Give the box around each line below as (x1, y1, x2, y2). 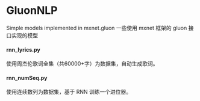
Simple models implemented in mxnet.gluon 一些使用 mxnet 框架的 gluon (6, 24, 187, 31)
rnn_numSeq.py (6, 74, 48, 81)
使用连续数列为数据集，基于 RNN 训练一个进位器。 (6, 88, 131, 96)
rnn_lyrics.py (6, 46, 41, 53)
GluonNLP (6, 4, 58, 17)
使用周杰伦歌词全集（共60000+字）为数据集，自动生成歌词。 (6, 60, 158, 67)
